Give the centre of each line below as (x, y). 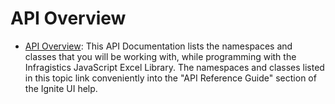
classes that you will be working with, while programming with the (160, 56)
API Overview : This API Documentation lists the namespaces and (158, 46)
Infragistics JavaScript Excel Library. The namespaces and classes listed (174, 67)
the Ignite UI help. (61, 88)
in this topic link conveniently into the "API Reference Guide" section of (170, 78)
